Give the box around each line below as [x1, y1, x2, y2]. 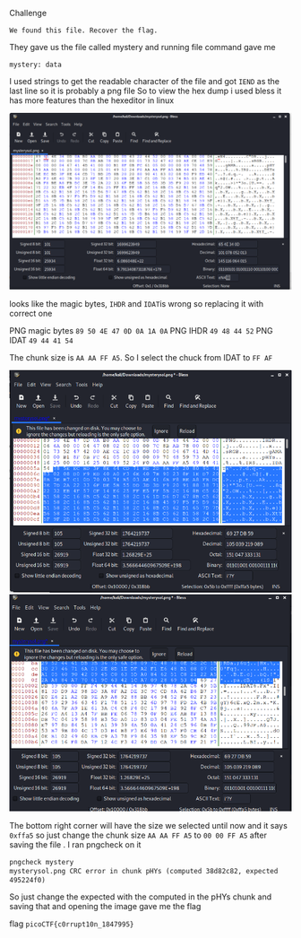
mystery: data [9, 60, 63, 69]
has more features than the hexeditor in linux [9, 95, 175, 106]
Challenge [9, 8, 47, 18]
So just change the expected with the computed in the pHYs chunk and [9, 891, 272, 902]
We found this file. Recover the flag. [9, 26, 159, 35]
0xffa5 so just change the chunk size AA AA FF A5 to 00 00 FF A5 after [9, 829, 267, 840]
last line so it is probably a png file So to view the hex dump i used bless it [9, 85, 282, 96]
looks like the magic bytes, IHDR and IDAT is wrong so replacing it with [9, 298, 264, 308]
